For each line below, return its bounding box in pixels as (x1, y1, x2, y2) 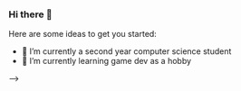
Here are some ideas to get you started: (8, 29, 158, 40)
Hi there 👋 (8, 8, 53, 21)
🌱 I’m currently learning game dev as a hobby (21, 56, 192, 67)
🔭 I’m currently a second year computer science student (21, 46, 232, 57)
